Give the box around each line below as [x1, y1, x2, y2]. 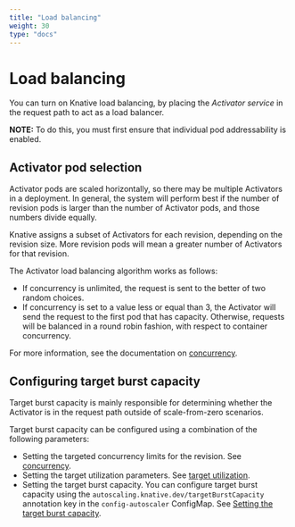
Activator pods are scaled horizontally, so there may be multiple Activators [9, 184, 283, 195]
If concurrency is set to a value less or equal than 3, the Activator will [21, 302, 276, 313]
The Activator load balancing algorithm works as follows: [9, 265, 218, 277]
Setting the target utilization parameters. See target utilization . [21, 470, 250, 481]
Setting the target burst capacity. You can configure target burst [21, 479, 258, 489]
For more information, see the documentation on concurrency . [9, 347, 238, 358]
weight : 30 [9, 21, 50, 30]
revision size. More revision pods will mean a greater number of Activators [9, 238, 283, 250]
